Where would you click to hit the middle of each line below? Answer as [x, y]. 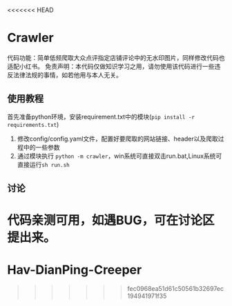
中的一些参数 [41, 147]
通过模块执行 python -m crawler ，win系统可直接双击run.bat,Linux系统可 [119, 156]
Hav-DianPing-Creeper [75, 270]
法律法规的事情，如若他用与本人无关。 [67, 74]
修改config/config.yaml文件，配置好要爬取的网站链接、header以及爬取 [118, 139]
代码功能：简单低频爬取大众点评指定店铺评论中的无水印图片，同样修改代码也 [116, 57]
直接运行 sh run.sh [43, 164]
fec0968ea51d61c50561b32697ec [176, 289]
